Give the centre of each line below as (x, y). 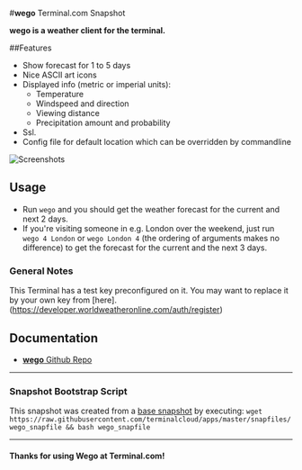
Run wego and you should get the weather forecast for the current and (151, 209)
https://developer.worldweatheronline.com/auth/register (116, 310)
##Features (31, 48)
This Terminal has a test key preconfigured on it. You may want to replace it (149, 291)
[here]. (104, 300)
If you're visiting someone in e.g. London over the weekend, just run (148, 228)
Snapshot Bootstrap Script (68, 391)
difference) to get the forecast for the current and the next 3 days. (145, 248)
